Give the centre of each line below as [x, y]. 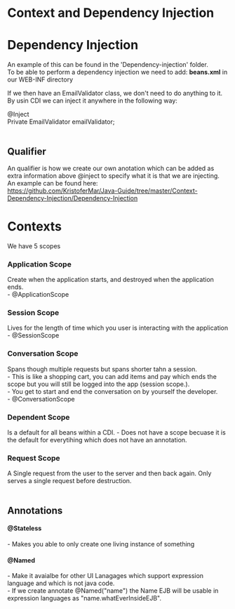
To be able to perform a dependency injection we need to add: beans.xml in [117, 72]
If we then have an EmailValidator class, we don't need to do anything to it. [115, 94]
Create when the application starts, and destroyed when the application [110, 280]
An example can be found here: [53, 183]
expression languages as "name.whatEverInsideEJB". [85, 598]
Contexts [34, 227]
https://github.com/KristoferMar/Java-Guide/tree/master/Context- [102, 191]
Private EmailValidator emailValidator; [61, 122]
